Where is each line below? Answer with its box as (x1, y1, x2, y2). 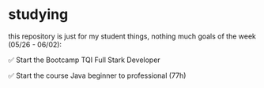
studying (8, 5, 69, 24)
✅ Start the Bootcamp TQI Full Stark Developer (8, 55, 160, 64)
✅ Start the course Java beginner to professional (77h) (8, 71, 187, 80)
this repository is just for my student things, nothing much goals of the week (8, 31, 257, 41)
